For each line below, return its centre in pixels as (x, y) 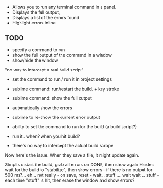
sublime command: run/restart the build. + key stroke (66, 89)
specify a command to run (39, 50)
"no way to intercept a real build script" (44, 70)
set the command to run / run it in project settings (62, 79)
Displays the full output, (36, 12)
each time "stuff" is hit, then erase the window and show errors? (70, 180)
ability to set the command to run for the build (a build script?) (74, 126)
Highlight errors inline (34, 23)
